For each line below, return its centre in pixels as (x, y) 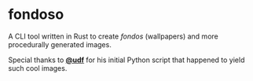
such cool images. (38, 68)
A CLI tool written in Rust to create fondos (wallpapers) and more (113, 36)
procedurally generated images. (60, 44)
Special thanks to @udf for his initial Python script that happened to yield (126, 60)
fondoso (36, 15)
